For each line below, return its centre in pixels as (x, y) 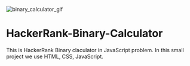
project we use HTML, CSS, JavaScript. (55, 56)
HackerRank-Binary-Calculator (85, 34)
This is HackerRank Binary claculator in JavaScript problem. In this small (95, 50)
